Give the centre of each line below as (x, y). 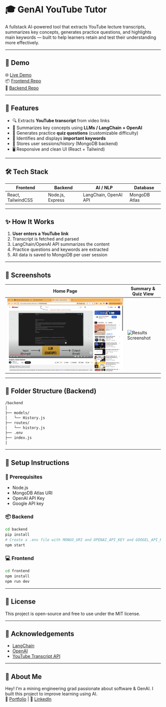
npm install (17, 576)
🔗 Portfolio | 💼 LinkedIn (28, 699)
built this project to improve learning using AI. (51, 694)
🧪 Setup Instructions (37, 463)
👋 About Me (23, 676)
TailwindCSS (20, 200)
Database (144, 187)
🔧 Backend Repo (22, 88)
